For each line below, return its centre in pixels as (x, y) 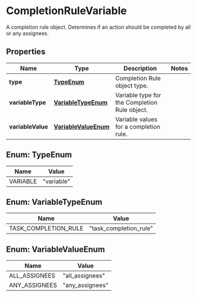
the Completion (136, 102)
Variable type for (138, 95)
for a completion (138, 126)
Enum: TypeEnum (39, 155)
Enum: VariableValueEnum (56, 249)
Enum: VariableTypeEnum (54, 202)
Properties (26, 52)
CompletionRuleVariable (67, 11)
